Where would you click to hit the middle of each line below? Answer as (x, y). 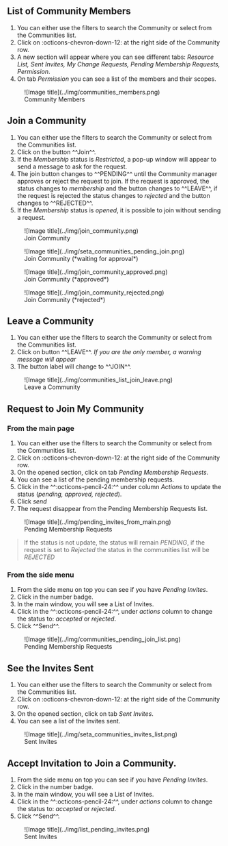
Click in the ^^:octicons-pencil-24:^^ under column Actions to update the (119, 487)
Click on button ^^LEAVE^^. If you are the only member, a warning (109, 352)
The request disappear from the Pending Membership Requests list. (112, 509)
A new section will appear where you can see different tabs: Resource (115, 57)
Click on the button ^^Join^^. (56, 152)
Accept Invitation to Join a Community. (92, 763)
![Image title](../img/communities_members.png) (92, 92)
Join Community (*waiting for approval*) (81, 258)
